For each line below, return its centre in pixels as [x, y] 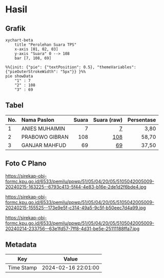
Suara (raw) [108, 120]
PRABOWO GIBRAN [45, 137]
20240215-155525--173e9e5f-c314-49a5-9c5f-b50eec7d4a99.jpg [76, 208]
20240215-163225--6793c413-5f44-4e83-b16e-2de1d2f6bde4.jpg [76, 187]
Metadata [21, 245]
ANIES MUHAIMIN [43, 128]
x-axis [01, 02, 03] [36, 49]
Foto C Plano [26, 164]
